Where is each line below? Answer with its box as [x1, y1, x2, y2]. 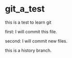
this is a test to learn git [5, 19, 52, 25]
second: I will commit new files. [5, 38, 68, 44]
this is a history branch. [5, 47, 52, 53]
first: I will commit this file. [5, 29, 57, 34]
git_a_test [5, 3, 45, 14]
